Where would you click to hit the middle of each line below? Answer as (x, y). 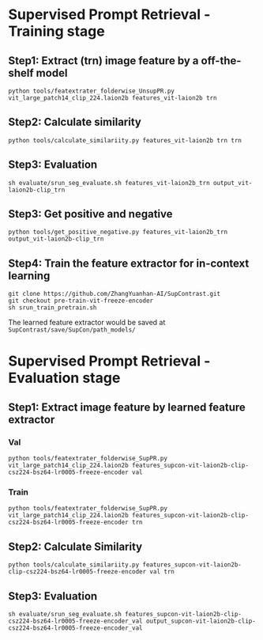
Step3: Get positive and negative (90, 214)
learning (29, 276)
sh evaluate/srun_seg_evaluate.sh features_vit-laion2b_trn (109, 183)
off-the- (221, 61)
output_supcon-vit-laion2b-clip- (201, 621)
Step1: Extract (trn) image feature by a (103, 61)
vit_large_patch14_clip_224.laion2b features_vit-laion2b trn (113, 98)
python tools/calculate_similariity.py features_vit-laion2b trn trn (125, 140)
